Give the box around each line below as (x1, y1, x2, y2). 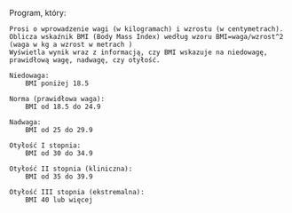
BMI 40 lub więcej (25, 195, 93, 204)
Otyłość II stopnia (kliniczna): (9, 164, 133, 173)
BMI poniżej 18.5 (25, 79, 90, 88)
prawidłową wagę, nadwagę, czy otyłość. (9, 56, 162, 65)
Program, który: (9, 8, 67, 18)
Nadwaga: (9, 118, 42, 127)
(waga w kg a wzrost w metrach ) (9, 40, 133, 49)
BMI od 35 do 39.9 (25, 172, 93, 181)
